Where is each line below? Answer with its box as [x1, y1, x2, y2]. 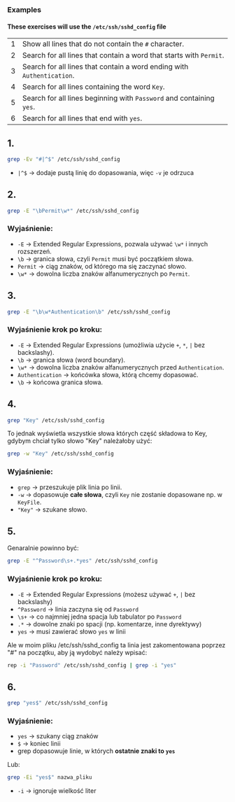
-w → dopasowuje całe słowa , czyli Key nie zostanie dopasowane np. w [17, 490, 222, 498]
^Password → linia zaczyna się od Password [17, 605, 138, 613]
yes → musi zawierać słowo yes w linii [17, 627, 126, 635]
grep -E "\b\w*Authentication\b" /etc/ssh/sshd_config [7, 308, 171, 316]
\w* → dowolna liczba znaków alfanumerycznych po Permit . [17, 269, 190, 278]
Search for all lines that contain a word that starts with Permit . [22, 50, 225, 60]
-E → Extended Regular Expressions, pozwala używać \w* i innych [17, 239, 208, 248]
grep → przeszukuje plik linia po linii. [17, 483, 122, 491]
